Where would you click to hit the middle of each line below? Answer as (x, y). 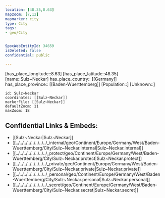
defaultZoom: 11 (22, 106)
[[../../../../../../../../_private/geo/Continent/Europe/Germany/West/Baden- (85, 164)
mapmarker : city (22, 19)
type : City (16, 24)
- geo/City (16, 33)
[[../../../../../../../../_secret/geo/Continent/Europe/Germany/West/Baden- (85, 185)
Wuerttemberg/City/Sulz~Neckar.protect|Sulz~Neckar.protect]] (77, 158)
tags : (11, 28)
